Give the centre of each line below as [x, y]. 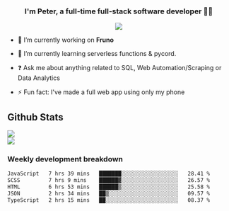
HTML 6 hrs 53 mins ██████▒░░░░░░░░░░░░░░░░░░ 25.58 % [109, 187]
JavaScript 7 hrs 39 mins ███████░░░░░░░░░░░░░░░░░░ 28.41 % [109, 174]
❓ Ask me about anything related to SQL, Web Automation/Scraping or [119, 68]
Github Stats [35, 117]
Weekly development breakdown [65, 159]
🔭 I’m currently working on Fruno [66, 40]
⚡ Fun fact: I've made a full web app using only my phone [101, 92]
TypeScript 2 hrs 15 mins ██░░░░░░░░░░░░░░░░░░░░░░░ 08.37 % [109, 200]
